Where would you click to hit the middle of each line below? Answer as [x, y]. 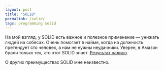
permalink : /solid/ [25, 19]
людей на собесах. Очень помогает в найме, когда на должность [74, 43]
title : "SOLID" [21, 14]
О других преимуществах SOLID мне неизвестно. [57, 62]
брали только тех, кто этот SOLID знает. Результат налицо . [67, 53]
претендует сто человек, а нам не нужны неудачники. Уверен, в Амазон [82, 47]
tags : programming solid [31, 23]
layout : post [18, 10]
